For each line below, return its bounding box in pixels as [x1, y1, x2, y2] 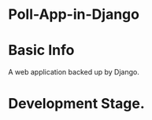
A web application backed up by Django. [8, 67, 139, 77]
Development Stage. [8, 95, 146, 113]
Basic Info [8, 42, 75, 60]
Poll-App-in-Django [8, 5, 140, 24]
